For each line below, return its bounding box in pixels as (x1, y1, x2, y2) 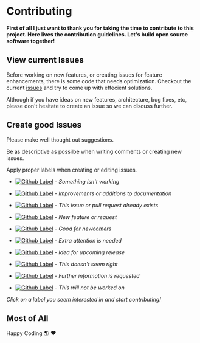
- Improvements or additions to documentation (54, 190, 172, 197)
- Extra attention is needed (54, 237, 122, 244)
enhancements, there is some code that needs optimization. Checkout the (6, 77, 191, 85)
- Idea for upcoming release (54, 248, 125, 256)
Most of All (6, 313, 49, 324)
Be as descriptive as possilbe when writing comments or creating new (6, 148, 182, 155)
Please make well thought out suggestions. (6, 136, 114, 144)
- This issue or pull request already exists (54, 201, 159, 209)
